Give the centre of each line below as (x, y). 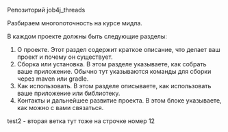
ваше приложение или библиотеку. (68, 93)
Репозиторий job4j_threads (46, 10)
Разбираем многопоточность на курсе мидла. (75, 23)
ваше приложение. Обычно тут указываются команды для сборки (114, 71)
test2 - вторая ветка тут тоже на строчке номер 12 (81, 121)
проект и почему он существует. (65, 57)
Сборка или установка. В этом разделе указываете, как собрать (112, 64)
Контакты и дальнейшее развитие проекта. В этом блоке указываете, (119, 101)
